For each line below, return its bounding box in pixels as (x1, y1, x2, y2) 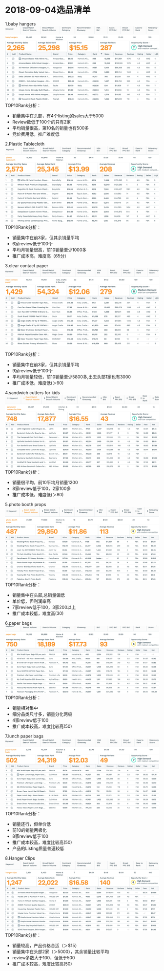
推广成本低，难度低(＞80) (12, 492, 64, 498)
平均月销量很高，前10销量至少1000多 (12, 247, 87, 253)
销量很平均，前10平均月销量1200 (12, 480, 78, 485)
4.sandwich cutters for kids (5, 389, 60, 396)
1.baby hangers (5, 21, 36, 27)
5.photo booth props (5, 502, 46, 507)
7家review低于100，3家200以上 (12, 604, 76, 610)
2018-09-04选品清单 (5, 4, 91, 16)
